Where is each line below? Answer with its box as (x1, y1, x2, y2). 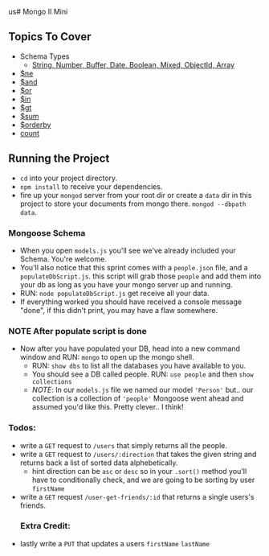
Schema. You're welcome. (19, 253, 107, 264)
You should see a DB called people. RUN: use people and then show (31, 369, 255, 379)
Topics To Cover (8, 30, 92, 43)
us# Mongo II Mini (8, 7, 68, 16)
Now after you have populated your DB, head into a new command (19, 344, 241, 353)
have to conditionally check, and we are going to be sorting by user (31, 475, 255, 484)
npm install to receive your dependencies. (19, 181, 163, 192)
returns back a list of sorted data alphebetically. (19, 458, 178, 467)
